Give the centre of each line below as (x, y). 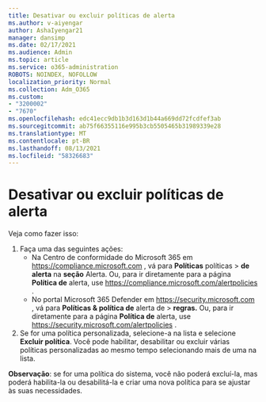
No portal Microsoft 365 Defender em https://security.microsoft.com (143, 300)
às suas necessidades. (46, 391)
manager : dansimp (37, 38)
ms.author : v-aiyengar (46, 23)
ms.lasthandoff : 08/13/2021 (55, 148)
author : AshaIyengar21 (46, 30)
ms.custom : (26, 97)
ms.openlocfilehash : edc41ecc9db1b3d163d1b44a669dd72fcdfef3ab (115, 119)
